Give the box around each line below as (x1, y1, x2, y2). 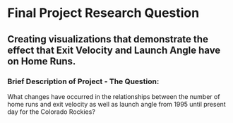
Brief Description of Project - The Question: (7, 76, 160, 86)
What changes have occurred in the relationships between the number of (7, 92, 220, 100)
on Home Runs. (7, 55, 76, 67)
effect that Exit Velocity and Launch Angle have (7, 44, 221, 56)
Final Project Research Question (7, 5, 200, 21)
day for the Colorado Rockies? (7, 107, 95, 116)
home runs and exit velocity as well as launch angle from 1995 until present (7, 100, 226, 108)
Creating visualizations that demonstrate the (7, 33, 208, 45)
